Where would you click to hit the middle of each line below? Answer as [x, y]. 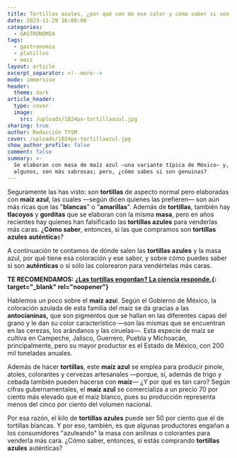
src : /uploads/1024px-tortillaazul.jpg [79, 119]
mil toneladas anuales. [40, 353]
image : [23, 112]
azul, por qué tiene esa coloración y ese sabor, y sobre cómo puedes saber [117, 258]
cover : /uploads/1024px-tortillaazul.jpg [69, 139]
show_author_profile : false [49, 146]
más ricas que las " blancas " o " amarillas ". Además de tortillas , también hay [119, 206]
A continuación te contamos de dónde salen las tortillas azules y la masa [114, 250]
